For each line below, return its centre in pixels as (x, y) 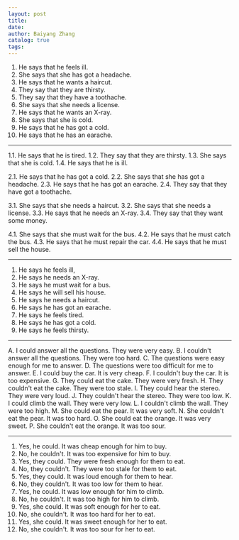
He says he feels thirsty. (54, 330)
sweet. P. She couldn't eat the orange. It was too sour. (87, 426)
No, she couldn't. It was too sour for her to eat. (87, 529)
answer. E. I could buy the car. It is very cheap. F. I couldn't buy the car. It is (118, 373)
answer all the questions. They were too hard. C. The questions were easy (117, 358)
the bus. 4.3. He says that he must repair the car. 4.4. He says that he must (117, 242)
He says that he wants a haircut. (65, 82)
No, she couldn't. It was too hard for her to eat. (87, 514)
